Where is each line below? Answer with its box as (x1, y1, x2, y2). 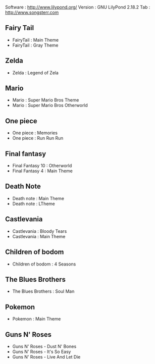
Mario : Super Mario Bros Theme (12, 97, 79, 103)
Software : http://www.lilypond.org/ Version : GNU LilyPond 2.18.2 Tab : (5, 4, 150, 10)
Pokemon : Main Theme (12, 316, 61, 322)
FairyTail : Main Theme (12, 37, 59, 43)
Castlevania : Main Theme (12, 233, 66, 239)
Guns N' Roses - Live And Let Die (12, 354, 81, 360)
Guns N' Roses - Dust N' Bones (12, 343, 77, 349)
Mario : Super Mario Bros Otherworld (12, 103, 88, 108)
